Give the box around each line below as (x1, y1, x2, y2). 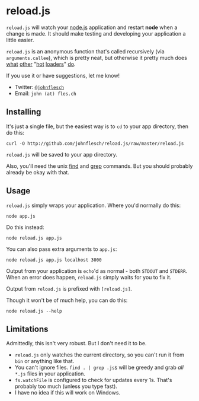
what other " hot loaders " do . (6, 61, 76, 68)
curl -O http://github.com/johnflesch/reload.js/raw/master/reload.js (6, 141, 184, 147)
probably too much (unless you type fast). (14, 383, 117, 390)
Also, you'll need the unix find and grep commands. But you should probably (6, 162, 193, 170)
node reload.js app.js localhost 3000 (6, 257, 102, 263)
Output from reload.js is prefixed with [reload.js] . (6, 285, 132, 292)
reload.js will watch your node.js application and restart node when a (6, 24, 178, 31)
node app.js (6, 213, 36, 219)
